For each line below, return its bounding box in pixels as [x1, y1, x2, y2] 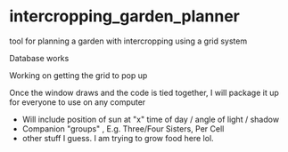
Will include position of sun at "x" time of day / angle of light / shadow [21, 114, 279, 124]
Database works [9, 52, 70, 63]
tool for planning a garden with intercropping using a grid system [9, 36, 248, 46]
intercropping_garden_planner [9, 6, 241, 27]
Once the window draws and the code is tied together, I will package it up [9, 87, 279, 98]
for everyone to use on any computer [9, 96, 146, 108]
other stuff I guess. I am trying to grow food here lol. [21, 132, 214, 143]
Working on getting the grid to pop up [9, 69, 148, 81]
